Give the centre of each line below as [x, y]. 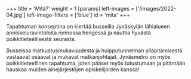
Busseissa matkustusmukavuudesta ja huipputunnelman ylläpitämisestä [94, 50]
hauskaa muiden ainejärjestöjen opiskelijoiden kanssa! [73, 69]
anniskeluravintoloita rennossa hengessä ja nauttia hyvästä [78, 33]
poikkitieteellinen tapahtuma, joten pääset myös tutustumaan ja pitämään [96, 63]
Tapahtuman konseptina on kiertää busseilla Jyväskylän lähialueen [88, 26]
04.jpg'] [16, 15]
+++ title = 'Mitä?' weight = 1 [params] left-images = [70, 9]
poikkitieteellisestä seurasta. [41, 39]
